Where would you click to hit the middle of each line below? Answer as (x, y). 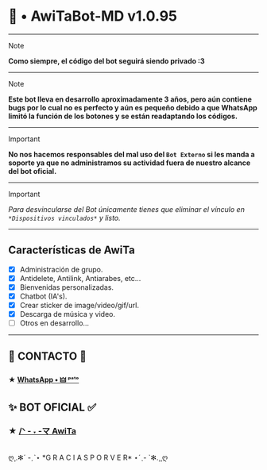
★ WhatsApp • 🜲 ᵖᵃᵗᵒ (44, 379)
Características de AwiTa (72, 250)
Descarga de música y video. (68, 314)
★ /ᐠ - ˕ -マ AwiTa (43, 431)
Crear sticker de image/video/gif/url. (79, 305)
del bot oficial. (33, 171)
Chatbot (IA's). (43, 296)
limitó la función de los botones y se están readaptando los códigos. (123, 116)
